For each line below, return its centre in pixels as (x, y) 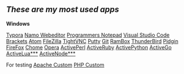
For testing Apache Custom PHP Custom (55, 65)
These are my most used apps (63, 10)
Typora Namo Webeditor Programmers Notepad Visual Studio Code (88, 35)
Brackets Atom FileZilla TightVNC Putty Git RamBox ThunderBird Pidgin (92, 41)
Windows (18, 23)
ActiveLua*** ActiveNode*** (41, 53)
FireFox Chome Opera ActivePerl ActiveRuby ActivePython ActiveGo (89, 47)
